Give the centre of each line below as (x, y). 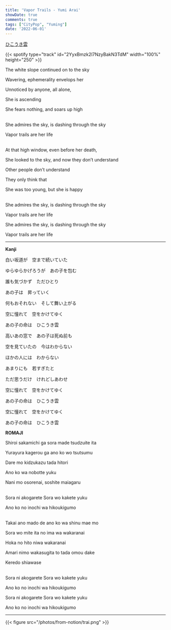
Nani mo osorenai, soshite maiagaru (43, 482)
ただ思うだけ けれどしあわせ (36, 379)
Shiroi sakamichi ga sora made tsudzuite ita (51, 443)
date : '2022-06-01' (26, 29)
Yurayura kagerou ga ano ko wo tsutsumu (49, 453)
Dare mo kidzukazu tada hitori (37, 462)
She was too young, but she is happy (44, 190)
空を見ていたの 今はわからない (39, 347)
